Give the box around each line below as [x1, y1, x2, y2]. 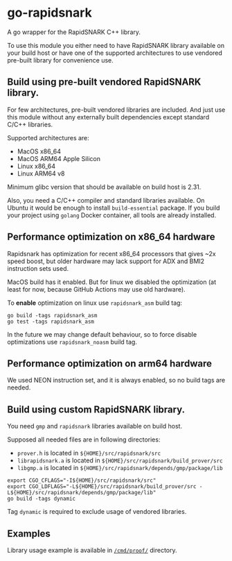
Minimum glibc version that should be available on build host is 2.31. [7, 183, 202, 191]
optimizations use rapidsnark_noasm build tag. [7, 337, 137, 346]
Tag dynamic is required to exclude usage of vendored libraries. [7, 508, 187, 516]
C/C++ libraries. [7, 120, 53, 128]
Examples [7, 528, 51, 539]
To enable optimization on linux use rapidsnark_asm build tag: [7, 299, 182, 307]
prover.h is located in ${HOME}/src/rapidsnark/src [17, 449, 161, 458]
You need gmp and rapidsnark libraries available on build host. [7, 422, 182, 430]
